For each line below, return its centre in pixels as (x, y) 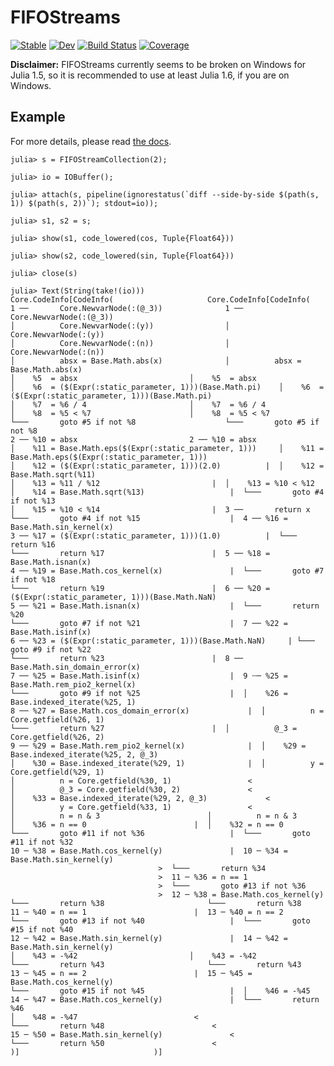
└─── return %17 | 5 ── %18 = (140, 553)
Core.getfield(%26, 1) (57, 719)
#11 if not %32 (42, 842)
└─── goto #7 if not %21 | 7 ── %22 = (149, 623)
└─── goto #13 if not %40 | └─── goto (160, 921)
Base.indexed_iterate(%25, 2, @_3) (84, 754)
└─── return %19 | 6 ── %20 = (140, 588)
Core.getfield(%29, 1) (57, 772)
